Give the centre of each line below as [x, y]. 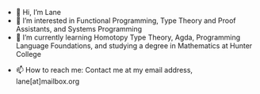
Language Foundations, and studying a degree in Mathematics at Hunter [134, 46]
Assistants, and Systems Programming [79, 29]
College [29, 54]
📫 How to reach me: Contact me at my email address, [104, 70]
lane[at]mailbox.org [48, 81]
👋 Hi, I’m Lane [38, 12]
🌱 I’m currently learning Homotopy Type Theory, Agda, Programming [128, 37]
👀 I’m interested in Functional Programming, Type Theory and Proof [126, 21]
